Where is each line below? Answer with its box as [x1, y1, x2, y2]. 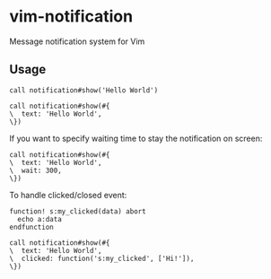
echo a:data [17, 214, 63, 223]
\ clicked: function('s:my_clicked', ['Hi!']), [9, 254, 195, 263]
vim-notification [9, 6, 133, 27]
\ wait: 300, [9, 166, 63, 175]
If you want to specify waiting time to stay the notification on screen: [9, 133, 263, 144]
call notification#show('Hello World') [9, 85, 159, 95]
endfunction [9, 222, 54, 231]
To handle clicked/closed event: [9, 189, 127, 200]
